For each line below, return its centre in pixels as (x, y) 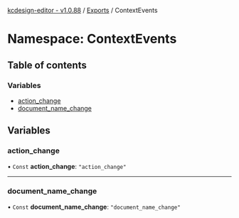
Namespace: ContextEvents (92, 39)
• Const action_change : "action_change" (67, 166)
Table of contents (47, 65)
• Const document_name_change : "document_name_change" (94, 207)
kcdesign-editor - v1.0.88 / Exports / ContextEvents (83, 10)
